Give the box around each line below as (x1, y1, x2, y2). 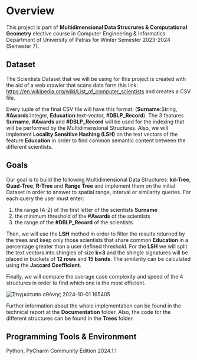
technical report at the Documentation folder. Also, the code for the (6, 308, 171, 315)
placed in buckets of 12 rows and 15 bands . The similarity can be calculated (6, 255, 191, 262)
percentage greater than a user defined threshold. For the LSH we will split (6, 243, 188, 250)
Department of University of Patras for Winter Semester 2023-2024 (6, 36, 171, 43)
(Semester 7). (6, 42, 40, 50)
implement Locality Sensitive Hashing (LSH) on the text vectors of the (6, 130, 178, 138)
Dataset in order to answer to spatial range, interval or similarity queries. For (6, 188, 191, 195)
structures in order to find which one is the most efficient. (6, 279, 146, 286)
